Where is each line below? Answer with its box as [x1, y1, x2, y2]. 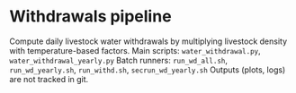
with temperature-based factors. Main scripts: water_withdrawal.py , [9, 45, 261, 55]
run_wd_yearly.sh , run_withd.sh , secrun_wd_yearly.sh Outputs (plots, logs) [9, 64, 286, 75]
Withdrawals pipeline [9, 6, 173, 27]
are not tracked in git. [9, 73, 89, 84]
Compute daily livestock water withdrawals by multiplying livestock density [9, 36, 288, 46]
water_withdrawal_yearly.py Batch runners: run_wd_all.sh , [9, 55, 228, 65]
